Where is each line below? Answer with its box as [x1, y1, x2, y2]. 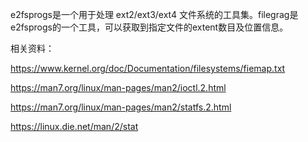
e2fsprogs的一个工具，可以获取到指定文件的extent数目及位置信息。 [10, 21, 289, 33]
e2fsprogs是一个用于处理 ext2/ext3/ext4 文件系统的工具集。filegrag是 [10, 9, 299, 20]
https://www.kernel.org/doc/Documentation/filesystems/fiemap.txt [10, 63, 286, 74]
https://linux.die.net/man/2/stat [10, 121, 139, 132]
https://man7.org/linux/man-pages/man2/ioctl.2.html [10, 82, 227, 93]
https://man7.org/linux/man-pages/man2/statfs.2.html [10, 101, 232, 113]
